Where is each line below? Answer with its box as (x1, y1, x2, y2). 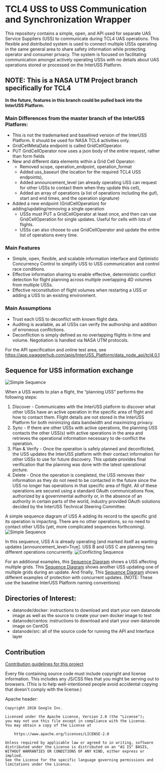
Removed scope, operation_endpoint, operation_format (19, 164, 132, 170)
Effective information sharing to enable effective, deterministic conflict (12, 271, 156, 278)
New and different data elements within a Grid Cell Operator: (12, 158, 136, 164)
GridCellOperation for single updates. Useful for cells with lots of (19, 216, 152, 222)
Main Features (5, 244, 41, 251)
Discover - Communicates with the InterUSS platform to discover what (12, 404, 156, 410)
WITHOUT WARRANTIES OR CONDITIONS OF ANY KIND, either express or (5, 749, 145, 754)
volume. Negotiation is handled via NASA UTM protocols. (12, 337, 129, 343)
